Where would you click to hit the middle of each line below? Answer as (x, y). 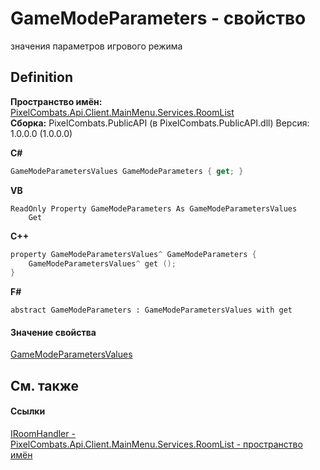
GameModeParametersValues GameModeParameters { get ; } (127, 171)
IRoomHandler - (43, 434)
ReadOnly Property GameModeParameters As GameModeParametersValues (154, 208)
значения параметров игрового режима (96, 46)
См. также (45, 385)
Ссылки (28, 411)
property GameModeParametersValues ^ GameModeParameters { (133, 254)
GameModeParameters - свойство (158, 18)
